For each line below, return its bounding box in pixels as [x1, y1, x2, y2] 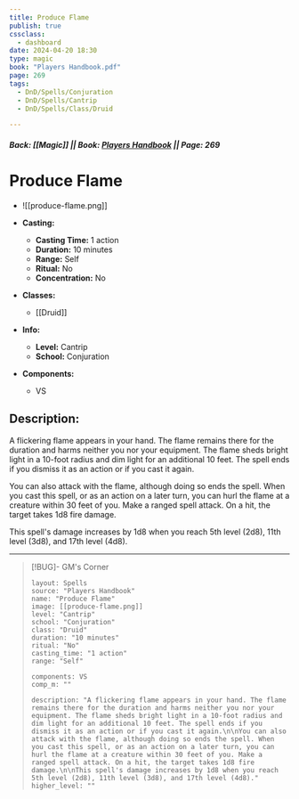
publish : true [9, 21, 62, 30]
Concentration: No [35, 273, 107, 283]
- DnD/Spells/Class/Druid [17, 104, 114, 113]
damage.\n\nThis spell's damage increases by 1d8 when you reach [30, 765, 279, 775]
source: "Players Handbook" [30, 586, 135, 595]
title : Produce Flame [9, 12, 90, 22]
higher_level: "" [30, 781, 96, 790]
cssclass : [9, 29, 46, 38]
